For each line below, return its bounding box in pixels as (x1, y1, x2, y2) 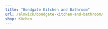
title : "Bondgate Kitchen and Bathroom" (5, 7, 91, 12)
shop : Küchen (5, 16, 32, 21)
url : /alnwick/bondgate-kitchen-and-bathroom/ (5, 12, 104, 17)
